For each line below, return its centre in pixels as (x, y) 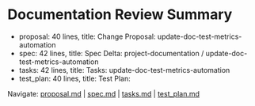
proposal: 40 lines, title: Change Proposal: (87, 36)
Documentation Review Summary (120, 15)
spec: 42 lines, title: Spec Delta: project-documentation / (111, 53)
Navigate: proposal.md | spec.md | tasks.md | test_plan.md (103, 93)
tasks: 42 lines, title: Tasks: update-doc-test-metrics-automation (124, 70)
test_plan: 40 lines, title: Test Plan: (75, 78)
